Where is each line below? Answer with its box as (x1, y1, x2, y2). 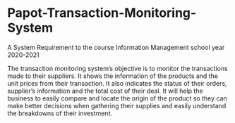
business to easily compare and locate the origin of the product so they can (7, 93, 227, 103)
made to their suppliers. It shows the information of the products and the (7, 72, 219, 80)
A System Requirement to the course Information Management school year (7, 43, 225, 51)
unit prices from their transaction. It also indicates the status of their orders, (7, 79, 227, 87)
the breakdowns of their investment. (7, 109, 113, 117)
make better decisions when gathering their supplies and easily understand (7, 101, 227, 110)
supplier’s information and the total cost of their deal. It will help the (7, 86, 203, 95)
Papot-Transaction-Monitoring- (7, 5, 197, 21)
